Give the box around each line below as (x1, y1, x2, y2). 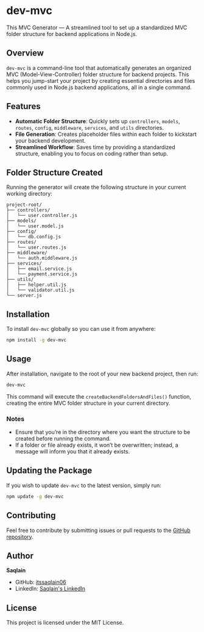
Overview (6, 48, 44, 59)
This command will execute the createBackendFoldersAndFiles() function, (6, 392, 192, 400)
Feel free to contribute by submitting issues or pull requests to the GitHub (6, 527, 191, 534)
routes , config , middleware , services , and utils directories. (15, 124, 164, 131)
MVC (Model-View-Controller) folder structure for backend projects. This (6, 71, 189, 78)
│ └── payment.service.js (6, 271, 78, 277)
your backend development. (15, 137, 86, 144)
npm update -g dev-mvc (6, 493, 64, 500)
